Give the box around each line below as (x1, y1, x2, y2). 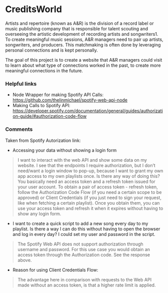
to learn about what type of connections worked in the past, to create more (5, 62, 161, 68)
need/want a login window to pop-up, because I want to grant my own (17, 168, 163, 174)
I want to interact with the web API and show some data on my (17, 157, 147, 163)
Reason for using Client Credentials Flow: (12, 267, 99, 273)
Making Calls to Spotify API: (12, 103, 70, 109)
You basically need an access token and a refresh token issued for (17, 178, 156, 184)
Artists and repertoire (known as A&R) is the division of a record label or (5, 20, 154, 26)
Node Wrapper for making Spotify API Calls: (12, 92, 104, 98)
